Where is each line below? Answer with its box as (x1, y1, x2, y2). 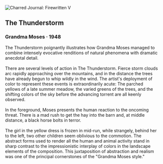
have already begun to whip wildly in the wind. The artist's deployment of (5, 76, 153, 82)
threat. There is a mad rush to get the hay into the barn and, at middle (5, 112, 145, 118)
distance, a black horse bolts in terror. (5, 117, 81, 123)
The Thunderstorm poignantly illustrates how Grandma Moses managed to (5, 44, 155, 50)
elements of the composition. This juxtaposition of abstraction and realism (5, 148, 155, 154)
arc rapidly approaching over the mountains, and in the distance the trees (5, 70, 153, 76)
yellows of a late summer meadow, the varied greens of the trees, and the (5, 86, 153, 92)
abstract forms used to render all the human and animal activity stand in (5, 138, 150, 143)
